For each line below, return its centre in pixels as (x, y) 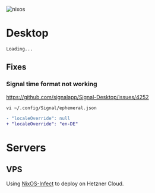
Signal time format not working (52, 84)
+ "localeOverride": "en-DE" (42, 124)
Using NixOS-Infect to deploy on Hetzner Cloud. (65, 183)
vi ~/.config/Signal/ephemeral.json (51, 108)
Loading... (20, 49)
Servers (26, 148)
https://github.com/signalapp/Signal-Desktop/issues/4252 (78, 97)
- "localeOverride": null (38, 118)
